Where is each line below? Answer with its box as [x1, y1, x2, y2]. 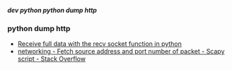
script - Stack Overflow [17, 54, 86, 63]
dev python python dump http [7, 6, 98, 14]
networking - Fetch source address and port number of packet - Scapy [17, 47, 225, 56]
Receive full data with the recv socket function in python [17, 40, 182, 48]
